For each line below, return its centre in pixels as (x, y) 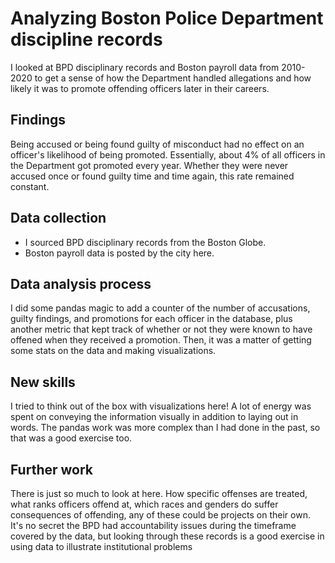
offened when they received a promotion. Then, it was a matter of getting (161, 340)
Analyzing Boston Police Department (167, 18)
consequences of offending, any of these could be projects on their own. (160, 515)
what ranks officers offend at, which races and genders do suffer (144, 504)
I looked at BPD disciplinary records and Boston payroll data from (145, 67)
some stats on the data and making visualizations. (113, 351)
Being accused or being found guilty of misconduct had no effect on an (157, 144)
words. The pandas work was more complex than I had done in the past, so (165, 428)
